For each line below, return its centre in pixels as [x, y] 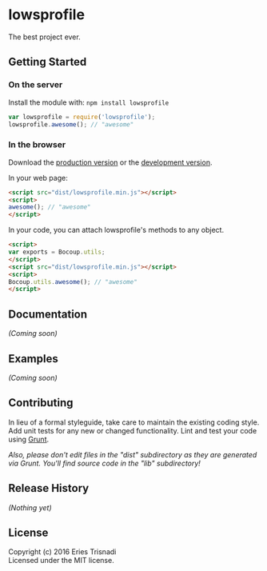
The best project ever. [45, 37]
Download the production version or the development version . [110, 162]
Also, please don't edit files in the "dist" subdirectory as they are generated [133, 454]
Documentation [48, 314]
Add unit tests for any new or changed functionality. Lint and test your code [133, 430]
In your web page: [38, 178]
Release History [49, 488]
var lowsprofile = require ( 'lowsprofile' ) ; [82, 117]
